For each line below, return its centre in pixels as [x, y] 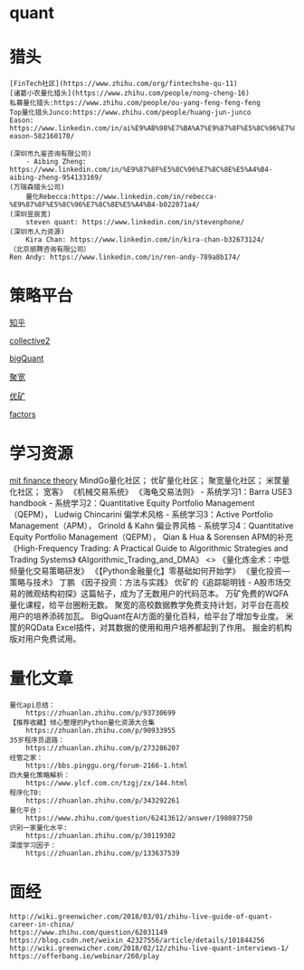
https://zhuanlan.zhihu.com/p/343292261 [103, 800]
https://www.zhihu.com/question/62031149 [89, 932]
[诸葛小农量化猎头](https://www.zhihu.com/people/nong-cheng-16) [130, 93]
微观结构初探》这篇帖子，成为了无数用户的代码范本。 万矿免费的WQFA [157, 594]
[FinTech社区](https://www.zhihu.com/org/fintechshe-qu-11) [123, 84]
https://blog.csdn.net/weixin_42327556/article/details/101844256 [137, 940]
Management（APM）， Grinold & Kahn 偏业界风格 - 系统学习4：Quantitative [152, 526]
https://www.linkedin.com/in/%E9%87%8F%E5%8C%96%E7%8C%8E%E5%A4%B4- [141, 170]
